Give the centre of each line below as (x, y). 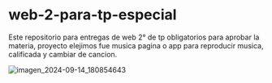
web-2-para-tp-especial (93, 15)
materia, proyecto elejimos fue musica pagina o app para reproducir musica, (136, 45)
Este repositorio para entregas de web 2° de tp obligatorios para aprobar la (134, 37)
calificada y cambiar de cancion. (63, 54)
